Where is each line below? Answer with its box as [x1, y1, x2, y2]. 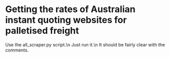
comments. [5, 47, 29, 53]
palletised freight [5, 25, 80, 36]
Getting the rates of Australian [5, 4, 135, 15]
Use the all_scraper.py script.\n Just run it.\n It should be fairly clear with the [5, 41, 165, 47]
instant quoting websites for [5, 14, 127, 26]
